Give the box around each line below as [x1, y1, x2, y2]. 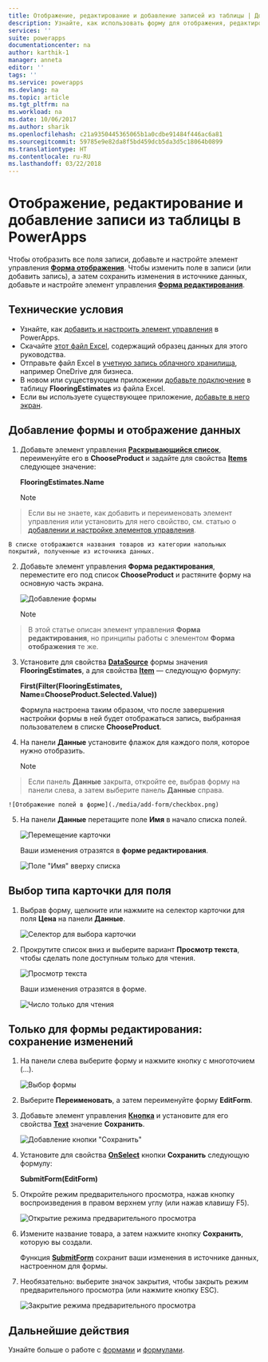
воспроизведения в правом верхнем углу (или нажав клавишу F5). [19, 1198, 250, 1208]
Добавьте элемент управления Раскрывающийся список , [19, 444, 222, 455]
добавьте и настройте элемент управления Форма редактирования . [8, 280, 246, 289]
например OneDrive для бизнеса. [19, 366, 134, 376]
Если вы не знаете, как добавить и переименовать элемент [27, 508, 233, 518]
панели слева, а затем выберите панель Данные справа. [27, 785, 225, 794]
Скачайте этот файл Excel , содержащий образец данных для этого [19, 340, 248, 351]
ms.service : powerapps [8, 78, 84, 86]
